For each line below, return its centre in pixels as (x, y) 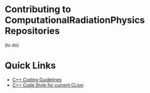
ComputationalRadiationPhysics (75, 20)
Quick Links (30, 66)
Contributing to (38, 9)
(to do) (12, 45)
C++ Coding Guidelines (37, 79)
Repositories (32, 31)
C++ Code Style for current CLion (48, 85)
